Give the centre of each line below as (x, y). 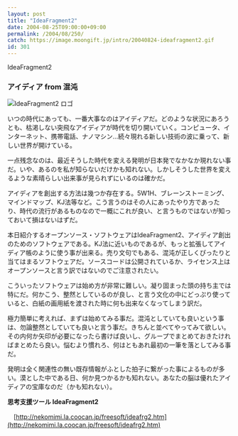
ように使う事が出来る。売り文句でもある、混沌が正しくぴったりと (135, 253)
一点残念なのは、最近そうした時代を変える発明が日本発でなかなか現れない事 (119, 160)
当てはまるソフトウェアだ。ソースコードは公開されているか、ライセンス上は (119, 262)
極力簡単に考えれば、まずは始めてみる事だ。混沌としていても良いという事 (116, 318)
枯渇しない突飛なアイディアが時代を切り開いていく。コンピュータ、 (125, 128)
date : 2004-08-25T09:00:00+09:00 (57, 27)
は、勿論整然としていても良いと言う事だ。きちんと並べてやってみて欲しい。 (119, 327)
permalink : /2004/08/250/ (45, 34)
